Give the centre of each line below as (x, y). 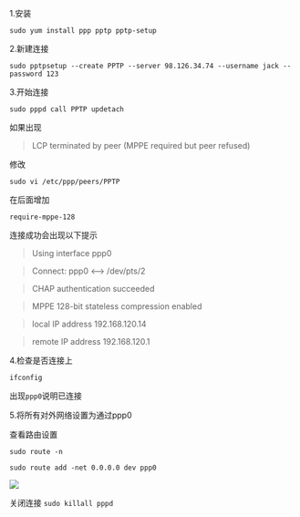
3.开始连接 (29, 92)
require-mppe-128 (42, 217)
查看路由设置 (33, 434)
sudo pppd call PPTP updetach (67, 109)
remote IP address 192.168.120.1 (91, 341)
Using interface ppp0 (72, 253)
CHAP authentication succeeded (93, 289)
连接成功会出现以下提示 (53, 235)
